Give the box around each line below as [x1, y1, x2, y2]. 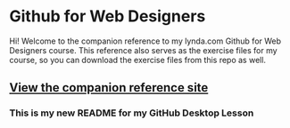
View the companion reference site [9, 80, 209, 95]
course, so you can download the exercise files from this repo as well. [9, 54, 266, 65]
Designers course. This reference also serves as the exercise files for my [9, 44, 278, 55]
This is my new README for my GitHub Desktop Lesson [9, 107, 254, 119]
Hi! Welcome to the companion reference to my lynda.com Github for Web [9, 36, 282, 46]
